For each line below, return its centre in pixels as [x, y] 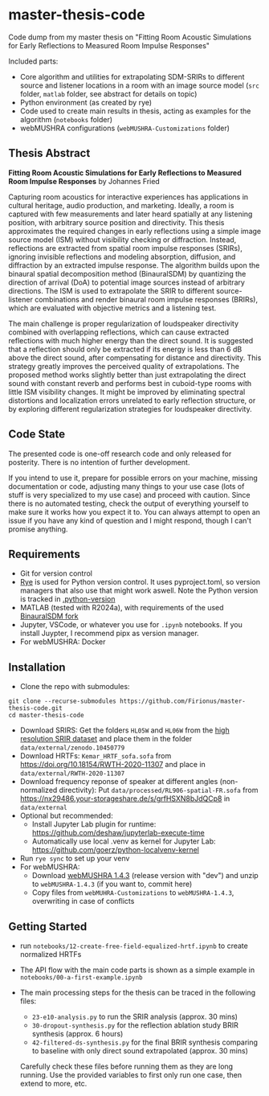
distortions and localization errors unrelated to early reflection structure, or [132, 400]
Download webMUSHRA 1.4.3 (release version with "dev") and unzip [145, 876]
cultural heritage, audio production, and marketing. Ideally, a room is [121, 205]
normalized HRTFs [51, 954]
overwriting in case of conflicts [83, 901]
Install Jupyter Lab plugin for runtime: [94, 824]
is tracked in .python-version [67, 599]
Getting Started [48, 926]
